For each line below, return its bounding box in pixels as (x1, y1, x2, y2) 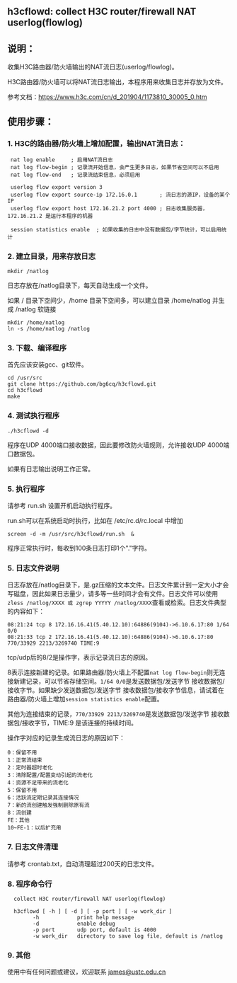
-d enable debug (33, 920, 115, 927)
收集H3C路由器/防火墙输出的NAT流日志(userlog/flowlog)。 (7, 63, 178, 71)
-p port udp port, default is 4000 (33, 926, 157, 933)
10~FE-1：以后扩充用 (7, 824, 62, 832)
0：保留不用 (7, 749, 37, 757)
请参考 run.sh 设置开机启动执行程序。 (7, 502, 117, 510)
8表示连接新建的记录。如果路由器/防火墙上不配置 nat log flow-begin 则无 (7, 668, 219, 677)
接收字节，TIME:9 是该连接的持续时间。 (22, 718, 138, 728)
